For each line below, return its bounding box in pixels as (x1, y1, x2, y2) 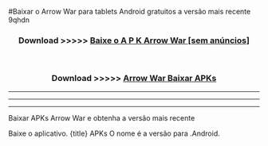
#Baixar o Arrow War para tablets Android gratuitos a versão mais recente (8, 7, 251, 16)
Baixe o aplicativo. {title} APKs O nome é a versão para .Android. (8, 129, 221, 138)
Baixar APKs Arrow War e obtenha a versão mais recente (8, 113, 195, 122)
